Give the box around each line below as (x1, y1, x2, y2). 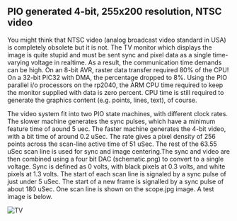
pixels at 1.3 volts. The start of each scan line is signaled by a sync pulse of (7, 169, 226, 178)
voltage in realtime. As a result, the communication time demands (30, 58, 222, 67)
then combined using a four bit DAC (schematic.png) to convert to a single (7, 154, 224, 163)
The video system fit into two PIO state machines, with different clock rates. (7, 109, 229, 118)
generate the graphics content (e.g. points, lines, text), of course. (7, 96, 197, 104)
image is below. (7, 192, 53, 200)
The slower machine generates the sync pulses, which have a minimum (7, 117, 216, 125)
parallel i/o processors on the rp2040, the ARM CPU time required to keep (7, 81, 224, 89)
